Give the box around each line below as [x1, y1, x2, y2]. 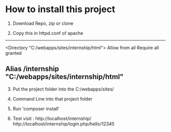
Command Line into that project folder [12, 96, 93, 102]
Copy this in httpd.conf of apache [12, 30, 83, 36]
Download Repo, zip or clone [12, 20, 74, 26]
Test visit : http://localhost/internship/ [12, 115, 92, 121]
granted [5, 50, 22, 56]
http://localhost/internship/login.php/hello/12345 [12, 120, 115, 127]
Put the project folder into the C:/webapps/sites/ [12, 86, 115, 92]
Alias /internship [5, 65, 60, 73]
